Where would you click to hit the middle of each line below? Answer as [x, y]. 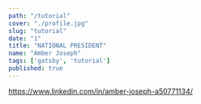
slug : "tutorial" [38, 31]
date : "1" [25, 38]
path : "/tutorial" [39, 16]
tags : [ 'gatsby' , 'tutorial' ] [60, 61]
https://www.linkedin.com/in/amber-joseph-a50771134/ [100, 91]
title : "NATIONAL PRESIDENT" [58, 46]
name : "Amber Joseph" [45, 53]
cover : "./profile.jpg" [49, 23]
